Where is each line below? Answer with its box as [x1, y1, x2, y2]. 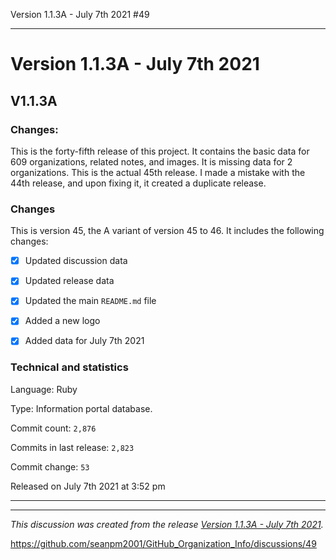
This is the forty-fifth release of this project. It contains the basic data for [10, 145, 310, 157]
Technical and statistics [10, 360, 129, 374]
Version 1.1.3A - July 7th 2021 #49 [10, 9, 150, 20]
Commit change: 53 [10, 460, 90, 473]
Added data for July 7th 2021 [24, 335, 145, 347]
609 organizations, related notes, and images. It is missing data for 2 [10, 155, 293, 168]
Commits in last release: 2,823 [10, 441, 135, 453]
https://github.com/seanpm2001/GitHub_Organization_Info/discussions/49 [10, 537, 317, 549]
